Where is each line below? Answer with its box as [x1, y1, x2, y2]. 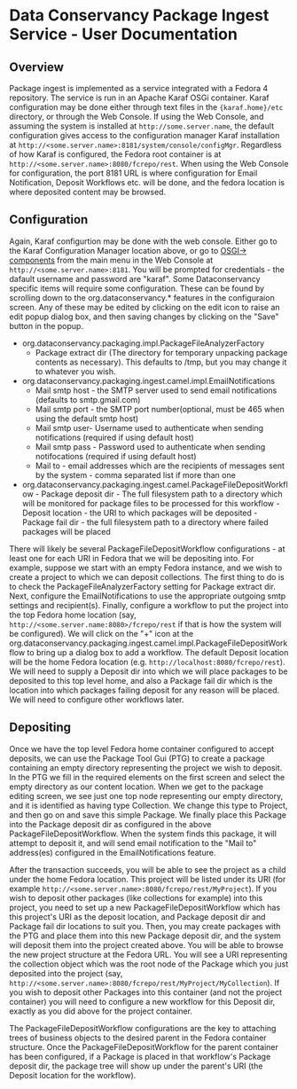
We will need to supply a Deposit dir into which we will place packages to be [9, 666, 288, 677]
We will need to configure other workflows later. [9, 693, 184, 705]
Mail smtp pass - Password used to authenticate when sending [35, 441, 266, 452]
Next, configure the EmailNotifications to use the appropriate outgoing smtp [9, 591, 286, 601]
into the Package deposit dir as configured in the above [9, 819, 212, 829]
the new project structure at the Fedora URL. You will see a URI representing [9, 949, 288, 960]
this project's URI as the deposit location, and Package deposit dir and [9, 911, 266, 922]
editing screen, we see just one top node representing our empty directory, [9, 790, 284, 801]
